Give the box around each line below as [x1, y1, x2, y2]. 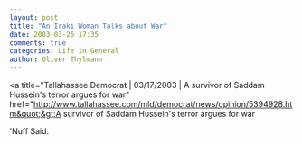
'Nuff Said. [9, 126, 50, 136]
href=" [9, 99, 34, 109]
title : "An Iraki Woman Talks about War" [9, 22, 168, 31]
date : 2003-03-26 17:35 [9, 30, 99, 39]
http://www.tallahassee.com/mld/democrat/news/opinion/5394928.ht [33, 99, 293, 109]
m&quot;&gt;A [9, 109, 61, 119]
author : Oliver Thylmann [9, 55, 103, 64]
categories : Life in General [9, 47, 119, 56]
